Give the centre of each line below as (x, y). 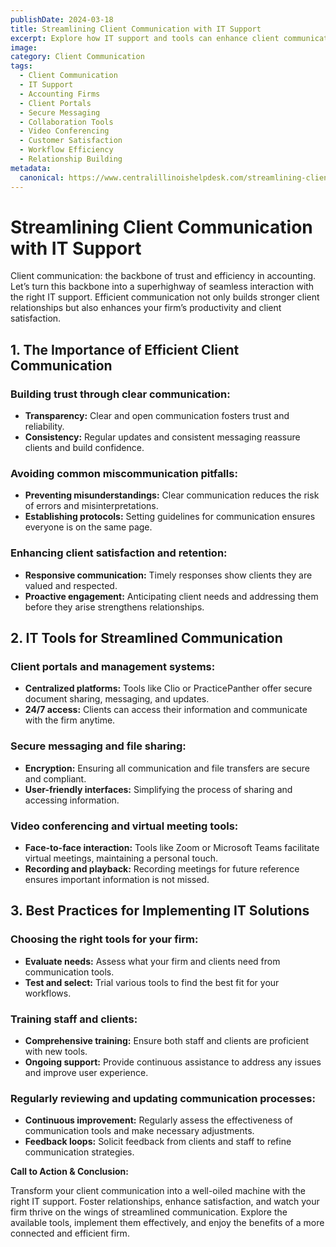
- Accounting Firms (60, 94)
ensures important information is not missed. (117, 879)
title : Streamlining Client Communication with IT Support (136, 29)
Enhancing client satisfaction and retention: (119, 553)
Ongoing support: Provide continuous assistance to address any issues (173, 1062)
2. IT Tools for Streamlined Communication (146, 638)
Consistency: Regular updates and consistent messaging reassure (162, 437)
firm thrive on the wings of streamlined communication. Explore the (149, 1212)
